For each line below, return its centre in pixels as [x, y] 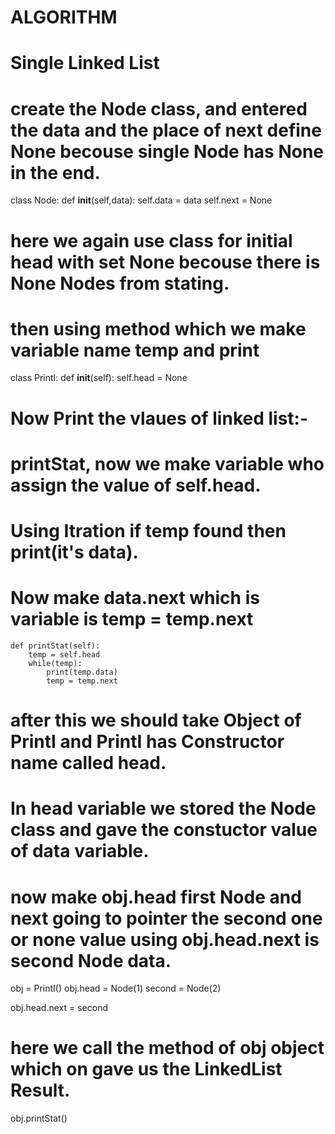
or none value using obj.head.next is [165, 939]
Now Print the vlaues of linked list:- [159, 418]
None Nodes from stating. [120, 283]
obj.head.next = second [59, 1008]
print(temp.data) [82, 672]
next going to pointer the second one [166, 918]
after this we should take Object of [156, 720]
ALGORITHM [64, 17]
